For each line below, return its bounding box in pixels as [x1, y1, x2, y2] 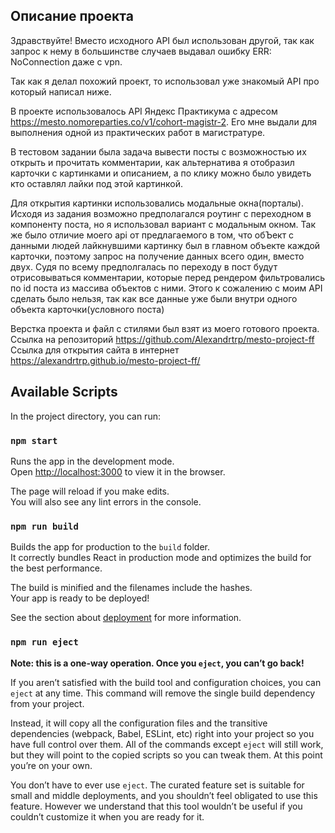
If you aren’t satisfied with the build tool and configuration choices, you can [10, 676, 322, 688]
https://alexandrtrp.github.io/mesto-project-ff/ [10, 354, 201, 366]
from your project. [10, 697, 85, 709]
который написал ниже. [10, 85, 112, 98]
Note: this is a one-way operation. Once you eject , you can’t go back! [10, 657, 305, 669]
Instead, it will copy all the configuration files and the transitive [10, 717, 268, 729]
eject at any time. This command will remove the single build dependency [10, 687, 316, 699]
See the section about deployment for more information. [10, 612, 242, 624]
